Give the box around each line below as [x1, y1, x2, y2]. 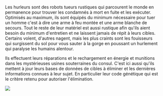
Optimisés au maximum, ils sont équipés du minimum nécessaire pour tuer [5, 15, 156, 20]
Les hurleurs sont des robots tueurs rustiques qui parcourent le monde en [5, 4, 154, 10]
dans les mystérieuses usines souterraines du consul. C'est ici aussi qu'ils [5, 61, 155, 66]
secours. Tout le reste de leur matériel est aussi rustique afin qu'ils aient [5, 25, 150, 31]
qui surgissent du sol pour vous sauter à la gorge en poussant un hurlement [5, 41, 158, 46]
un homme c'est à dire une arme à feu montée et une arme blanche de [5, 20, 147, 25]
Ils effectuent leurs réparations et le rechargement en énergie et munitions [5, 55, 155, 61]
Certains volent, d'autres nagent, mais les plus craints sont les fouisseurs [5, 35, 153, 41]
